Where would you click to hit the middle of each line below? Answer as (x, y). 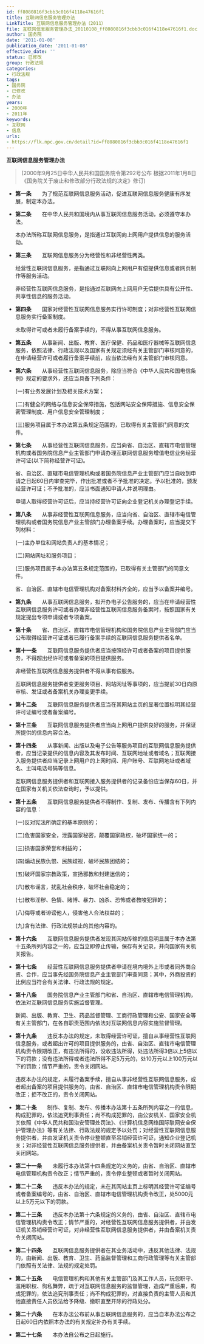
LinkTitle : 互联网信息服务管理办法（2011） (56, 23)
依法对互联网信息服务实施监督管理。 (60, 1002)
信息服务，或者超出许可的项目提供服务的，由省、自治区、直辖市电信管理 (105, 1043)
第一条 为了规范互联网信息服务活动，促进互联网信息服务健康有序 (100, 193)
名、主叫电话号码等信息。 (47, 768)
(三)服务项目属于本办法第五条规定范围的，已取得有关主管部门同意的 (100, 424)
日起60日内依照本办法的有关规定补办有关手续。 (74, 1321)
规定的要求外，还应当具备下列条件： (71, 378)
